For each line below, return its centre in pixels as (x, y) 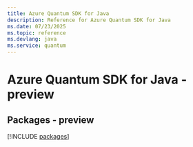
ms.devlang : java (32, 39)
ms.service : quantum (37, 46)
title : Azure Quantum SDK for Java (58, 13)
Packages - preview (51, 120)
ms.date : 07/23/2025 (37, 26)
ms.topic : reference (37, 33)
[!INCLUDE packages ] (38, 136)
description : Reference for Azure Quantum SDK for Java (89, 20)
